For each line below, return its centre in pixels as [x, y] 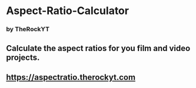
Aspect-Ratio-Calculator [68, 11]
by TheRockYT [28, 29]
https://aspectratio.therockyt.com [71, 77]
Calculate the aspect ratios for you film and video [98, 48]
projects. [23, 57]
